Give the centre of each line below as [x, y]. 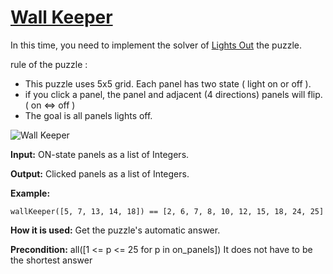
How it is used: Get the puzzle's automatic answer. [115, 230]
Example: [30, 193]
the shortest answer [51, 260]
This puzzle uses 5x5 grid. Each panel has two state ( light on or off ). [168, 83]
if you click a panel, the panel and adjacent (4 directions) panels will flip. [173, 94]
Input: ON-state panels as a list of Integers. [100, 154]
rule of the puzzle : [49, 64]
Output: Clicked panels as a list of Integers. [100, 173]
